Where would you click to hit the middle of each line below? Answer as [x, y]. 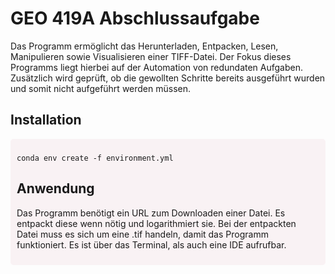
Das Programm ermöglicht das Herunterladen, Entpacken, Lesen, [144, 46]
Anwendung [55, 188]
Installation [46, 120]
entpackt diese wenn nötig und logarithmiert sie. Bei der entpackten [156, 223]
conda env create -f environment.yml [95, 158]
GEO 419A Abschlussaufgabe [135, 18]
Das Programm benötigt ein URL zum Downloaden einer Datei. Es [151, 213]
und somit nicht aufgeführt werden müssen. [101, 88]
